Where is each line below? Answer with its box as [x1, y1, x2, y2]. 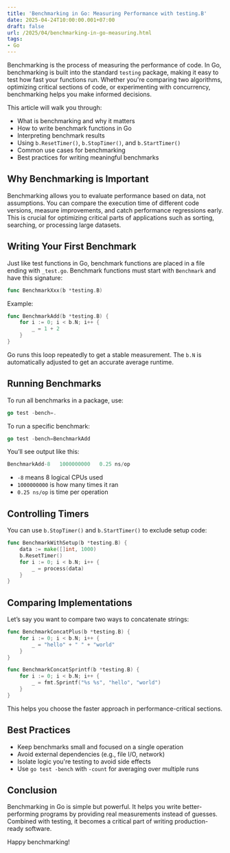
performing [7, 810, 39, 819]
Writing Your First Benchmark [7, 241, 137, 252]
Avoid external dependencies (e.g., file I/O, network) [16, 750, 165, 758]
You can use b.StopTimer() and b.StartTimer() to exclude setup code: [7, 526, 207, 535]
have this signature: [7, 273, 63, 282]
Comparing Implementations [7, 596, 133, 609]
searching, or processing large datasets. [7, 221, 122, 229]
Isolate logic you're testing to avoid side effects [16, 757, 151, 766]
